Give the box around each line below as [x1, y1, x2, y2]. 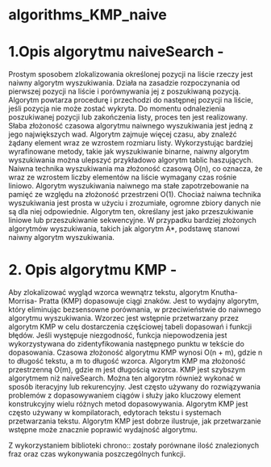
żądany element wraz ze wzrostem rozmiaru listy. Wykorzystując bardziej [8, 138, 253, 148]
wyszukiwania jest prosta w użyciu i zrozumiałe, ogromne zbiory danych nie [8, 198, 261, 208]
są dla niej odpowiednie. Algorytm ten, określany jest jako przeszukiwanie [8, 207, 254, 217]
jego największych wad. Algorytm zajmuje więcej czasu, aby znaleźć [8, 129, 238, 139]
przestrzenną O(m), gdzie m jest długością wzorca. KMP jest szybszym [8, 365, 246, 375]
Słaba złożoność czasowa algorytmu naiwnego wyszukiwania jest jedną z [8, 121, 254, 131]
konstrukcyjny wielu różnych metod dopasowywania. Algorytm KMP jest [8, 399, 248, 409]
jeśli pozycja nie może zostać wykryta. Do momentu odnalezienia [8, 103, 226, 114]
